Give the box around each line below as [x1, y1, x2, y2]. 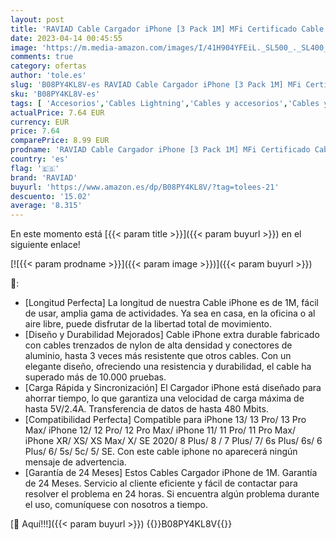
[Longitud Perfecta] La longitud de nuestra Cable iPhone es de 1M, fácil [24, 297, 319, 309]
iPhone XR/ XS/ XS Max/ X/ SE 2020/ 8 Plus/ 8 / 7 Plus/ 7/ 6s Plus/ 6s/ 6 [24, 435, 323, 447]
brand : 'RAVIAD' [10, 172, 78, 183]
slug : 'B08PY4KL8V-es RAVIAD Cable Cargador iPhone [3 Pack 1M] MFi [10, 80, 302, 90]
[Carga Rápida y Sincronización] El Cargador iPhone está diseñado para [24, 382, 322, 394]
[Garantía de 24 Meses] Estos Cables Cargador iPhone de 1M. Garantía [24, 467, 318, 479]
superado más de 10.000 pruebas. [24, 371, 167, 383]
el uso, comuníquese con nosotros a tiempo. [24, 499, 209, 511]
